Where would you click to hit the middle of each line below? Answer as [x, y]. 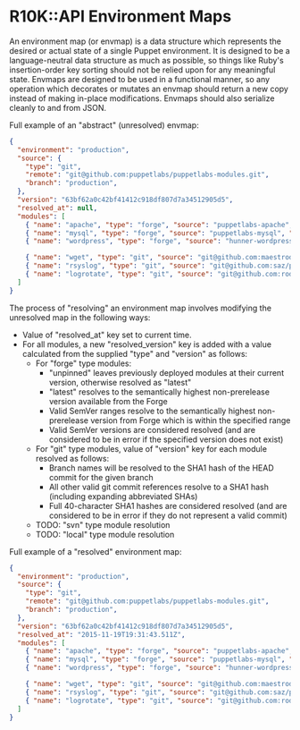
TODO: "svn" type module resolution [103, 524]
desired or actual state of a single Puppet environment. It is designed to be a [150, 50]
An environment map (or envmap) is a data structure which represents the [145, 41]
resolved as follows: [72, 458]
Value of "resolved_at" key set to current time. [107, 335]
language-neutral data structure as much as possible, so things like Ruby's [146, 60]
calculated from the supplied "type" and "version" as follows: [135, 353]
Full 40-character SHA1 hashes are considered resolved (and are [168, 505]
